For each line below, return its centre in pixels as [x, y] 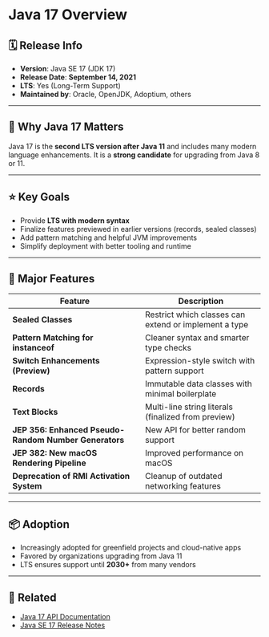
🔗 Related [32, 597]
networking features [183, 486]
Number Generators [86, 440]
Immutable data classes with [199, 384]
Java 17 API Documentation [65, 617]
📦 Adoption [39, 524]
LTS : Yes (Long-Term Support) [70, 85]
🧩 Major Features [52, 279]
